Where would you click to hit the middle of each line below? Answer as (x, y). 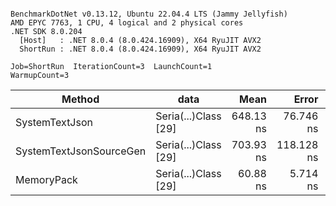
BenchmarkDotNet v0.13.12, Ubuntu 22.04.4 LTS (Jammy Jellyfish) (149, 14)
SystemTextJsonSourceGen (81, 151)
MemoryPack (46, 179)
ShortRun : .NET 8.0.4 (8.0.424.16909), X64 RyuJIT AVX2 (140, 49)
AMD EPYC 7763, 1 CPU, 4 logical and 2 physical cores (127, 23)
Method (80, 99)
